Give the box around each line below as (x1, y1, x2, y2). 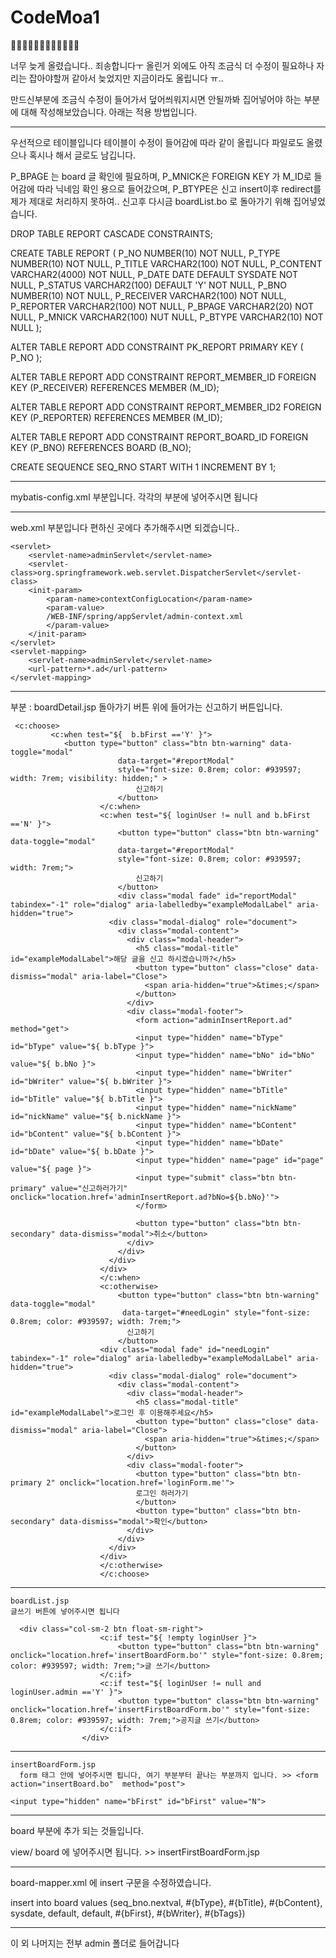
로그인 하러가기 (135, 1488, 189, 1498)
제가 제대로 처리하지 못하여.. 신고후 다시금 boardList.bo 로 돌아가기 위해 (10, 195, 292, 207)
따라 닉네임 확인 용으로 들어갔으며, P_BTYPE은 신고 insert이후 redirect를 (36, 182, 322, 195)
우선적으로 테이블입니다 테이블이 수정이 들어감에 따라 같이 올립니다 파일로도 (10, 136, 305, 148)
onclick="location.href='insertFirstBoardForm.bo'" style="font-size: (10, 1704, 311, 1715)
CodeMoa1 (10, 6, 100, 29)
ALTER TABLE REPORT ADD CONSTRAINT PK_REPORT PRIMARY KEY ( (10, 341, 304, 353)
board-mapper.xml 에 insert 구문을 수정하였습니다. (10, 1876, 212, 1888)
